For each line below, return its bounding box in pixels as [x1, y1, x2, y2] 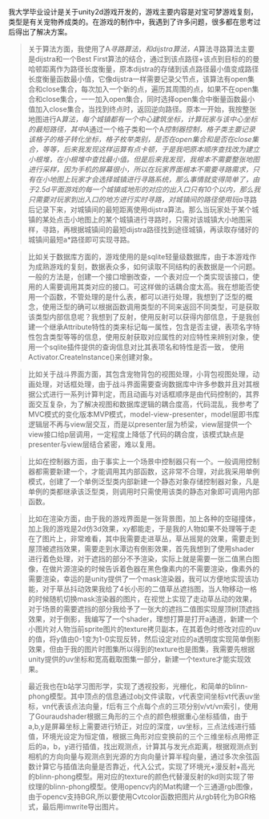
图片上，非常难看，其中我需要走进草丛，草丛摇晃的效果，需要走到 [42, 534, 260, 544]
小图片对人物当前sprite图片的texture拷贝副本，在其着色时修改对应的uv [27, 625, 261, 634]
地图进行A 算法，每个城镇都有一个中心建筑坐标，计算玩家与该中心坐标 [27, 115, 258, 124]
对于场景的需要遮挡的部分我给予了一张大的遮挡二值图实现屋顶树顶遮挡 [27, 605, 260, 613]
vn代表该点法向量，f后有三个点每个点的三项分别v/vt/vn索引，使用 [42, 702, 259, 711]
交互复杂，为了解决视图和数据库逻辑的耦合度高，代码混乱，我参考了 [34, 400, 260, 409]
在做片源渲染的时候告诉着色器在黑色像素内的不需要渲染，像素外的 [42, 564, 260, 573]
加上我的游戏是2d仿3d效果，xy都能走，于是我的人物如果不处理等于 [27, 524, 250, 533]
